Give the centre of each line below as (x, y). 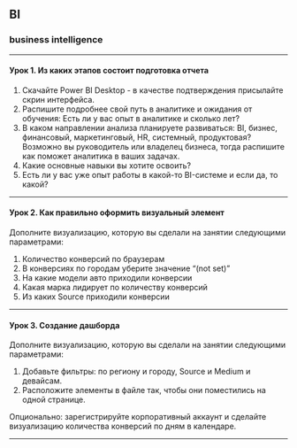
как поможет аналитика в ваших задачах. (101, 156)
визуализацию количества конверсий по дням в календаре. (123, 426)
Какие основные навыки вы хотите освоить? (107, 165)
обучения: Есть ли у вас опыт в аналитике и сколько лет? (131, 118)
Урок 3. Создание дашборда (65, 325)
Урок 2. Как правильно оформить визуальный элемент (117, 212)
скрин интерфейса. (58, 99)
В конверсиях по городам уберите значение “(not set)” (126, 268)
